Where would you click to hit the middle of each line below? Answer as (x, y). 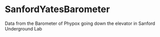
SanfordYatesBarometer (57, 9)
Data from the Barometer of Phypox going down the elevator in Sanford (80, 23)
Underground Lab (23, 28)
